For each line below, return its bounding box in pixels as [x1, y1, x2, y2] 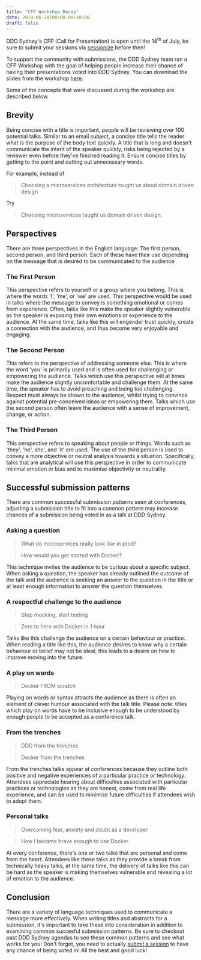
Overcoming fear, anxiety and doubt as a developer [20, 826, 148, 833]
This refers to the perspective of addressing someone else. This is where [6, 359, 187, 367]
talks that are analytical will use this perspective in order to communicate [6, 459, 187, 466]
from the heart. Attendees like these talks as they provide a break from [6, 855, 181, 862]
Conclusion [6, 892, 50, 903]
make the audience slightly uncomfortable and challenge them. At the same [6, 379, 193, 386]
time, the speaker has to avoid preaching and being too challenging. [6, 385, 175, 392]
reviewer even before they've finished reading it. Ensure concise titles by [6, 152, 187, 159]
